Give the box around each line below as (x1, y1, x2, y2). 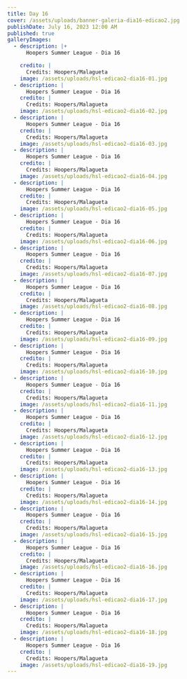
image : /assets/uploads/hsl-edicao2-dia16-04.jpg (20, 172, 168, 179)
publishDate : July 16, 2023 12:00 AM (7, 23, 118, 30)
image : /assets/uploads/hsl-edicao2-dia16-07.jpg (20, 270, 168, 277)
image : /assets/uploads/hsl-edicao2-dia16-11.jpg (20, 401, 168, 408)
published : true (7, 29, 55, 37)
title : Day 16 (7, 10, 49, 18)
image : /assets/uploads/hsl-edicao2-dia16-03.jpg (20, 140, 168, 147)
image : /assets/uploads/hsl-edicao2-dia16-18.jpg (20, 629, 168, 636)
